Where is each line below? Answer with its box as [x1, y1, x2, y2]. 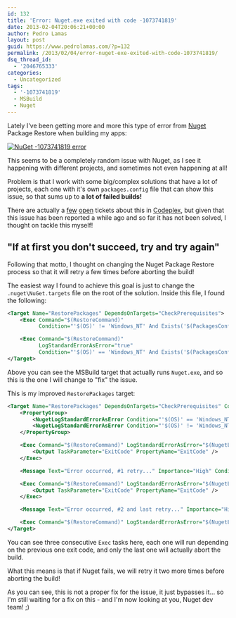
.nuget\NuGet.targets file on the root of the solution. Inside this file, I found [7, 288, 225, 297]
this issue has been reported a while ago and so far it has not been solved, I [7, 213, 227, 222]
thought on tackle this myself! [7, 221, 93, 229]
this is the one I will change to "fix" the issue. [7, 375, 138, 384]
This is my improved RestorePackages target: [7, 389, 136, 397]
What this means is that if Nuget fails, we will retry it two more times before [7, 567, 225, 575]
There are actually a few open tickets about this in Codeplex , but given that [7, 206, 225, 214]
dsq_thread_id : [7, 56, 52, 63]
